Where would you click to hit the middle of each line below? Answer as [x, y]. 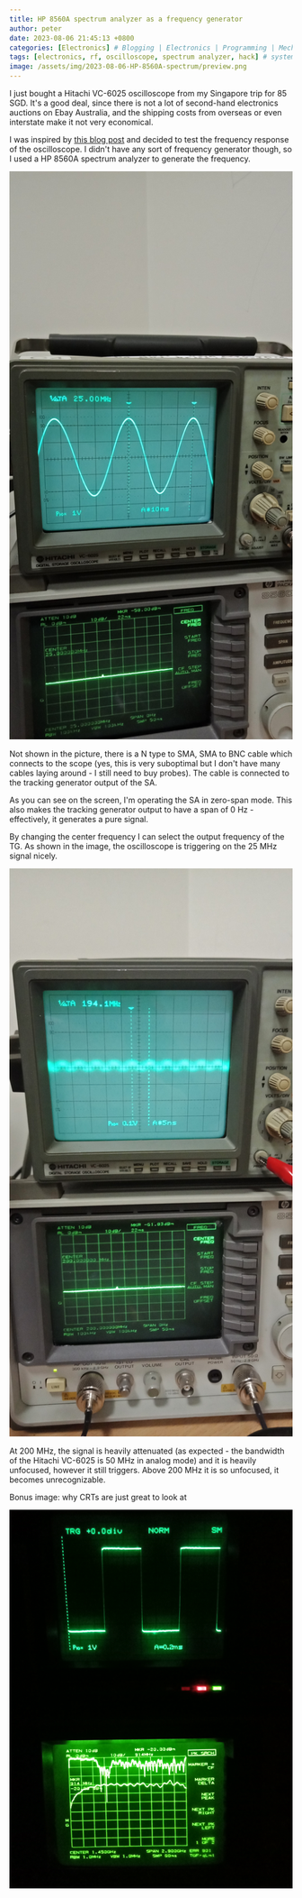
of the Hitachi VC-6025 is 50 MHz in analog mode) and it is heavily [133, 1460]
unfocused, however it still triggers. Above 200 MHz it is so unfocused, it [144, 1470]
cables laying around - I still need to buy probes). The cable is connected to [150, 773]
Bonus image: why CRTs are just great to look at [98, 1497]
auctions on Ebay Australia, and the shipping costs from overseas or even [146, 112]
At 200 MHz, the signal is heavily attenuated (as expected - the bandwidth [147, 1451]
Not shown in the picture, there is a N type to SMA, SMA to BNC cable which [151, 754]
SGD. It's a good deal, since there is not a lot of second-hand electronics [144, 103]
